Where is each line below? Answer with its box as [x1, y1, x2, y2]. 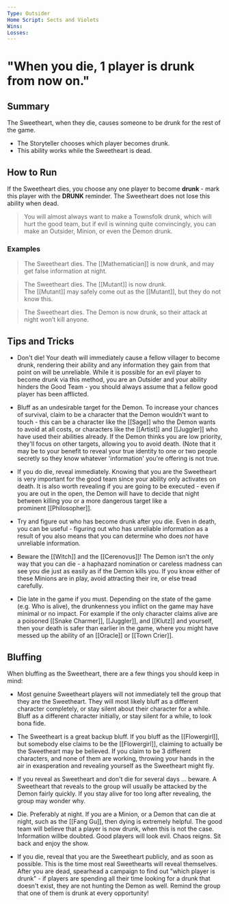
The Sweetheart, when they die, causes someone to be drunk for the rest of [7, 119, 221, 127]
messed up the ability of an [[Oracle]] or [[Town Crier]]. [16, 632, 174, 640]
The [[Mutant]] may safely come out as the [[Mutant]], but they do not [23, 287, 221, 296]
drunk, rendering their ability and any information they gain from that [16, 361, 211, 369]
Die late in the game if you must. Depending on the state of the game [16, 595, 212, 604]
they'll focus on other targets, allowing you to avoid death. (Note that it [16, 440, 216, 448]
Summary [7, 100, 50, 112]
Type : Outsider [7, 10, 51, 17]
